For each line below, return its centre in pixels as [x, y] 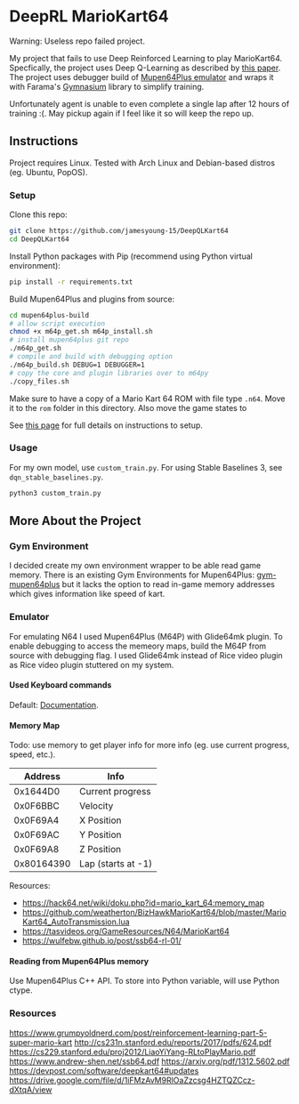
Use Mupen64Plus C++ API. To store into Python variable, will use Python [145, 981]
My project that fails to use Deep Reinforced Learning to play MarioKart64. [146, 58]
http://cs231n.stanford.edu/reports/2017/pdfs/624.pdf [173, 1042]
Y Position [101, 835]
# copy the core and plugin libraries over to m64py [109, 373]
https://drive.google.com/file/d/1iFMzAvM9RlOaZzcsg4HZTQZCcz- [132, 1080]
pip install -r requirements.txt [71, 282]
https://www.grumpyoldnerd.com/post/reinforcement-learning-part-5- [138, 1033]
